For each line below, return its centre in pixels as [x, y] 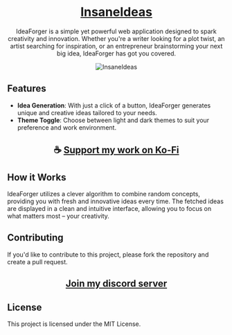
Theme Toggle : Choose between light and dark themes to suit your [113, 120]
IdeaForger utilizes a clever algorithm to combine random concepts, [104, 194]
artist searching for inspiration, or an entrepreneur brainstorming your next [116, 46]
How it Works [37, 177]
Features [27, 88]
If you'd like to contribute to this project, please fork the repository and [108, 255]
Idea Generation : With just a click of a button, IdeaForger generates [114, 105]
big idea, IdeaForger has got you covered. [116, 53]
